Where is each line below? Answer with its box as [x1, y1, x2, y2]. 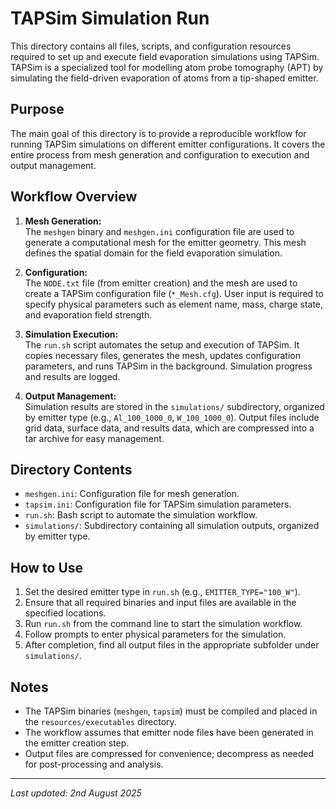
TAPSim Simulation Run [10, 7, 210, 30]
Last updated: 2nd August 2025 [10, 787, 142, 799]
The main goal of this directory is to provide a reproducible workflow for [10, 127, 307, 139]
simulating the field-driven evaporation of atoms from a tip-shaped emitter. [10, 72, 319, 84]
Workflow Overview [10, 188, 138, 206]
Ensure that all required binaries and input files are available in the [24, 597, 297, 609]
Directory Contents [10, 461, 133, 478]
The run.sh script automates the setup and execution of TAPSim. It [24, 338, 300, 351]
